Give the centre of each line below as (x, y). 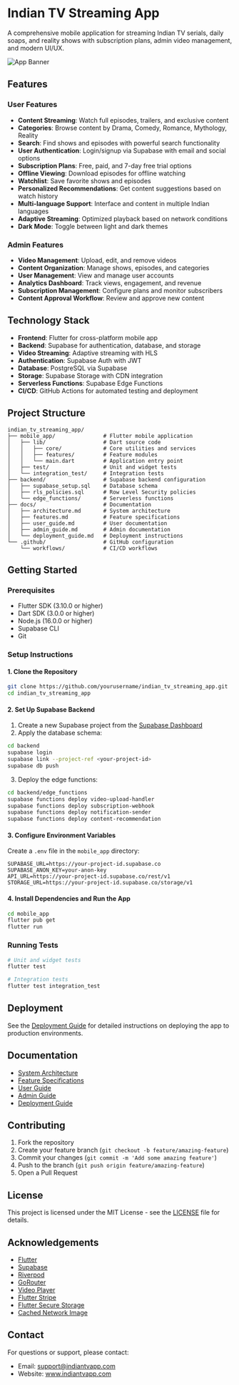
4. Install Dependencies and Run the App (69, 898)
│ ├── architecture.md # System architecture (89, 511)
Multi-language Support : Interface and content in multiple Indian (113, 203)
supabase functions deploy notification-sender (80, 812)
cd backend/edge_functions (47, 792)
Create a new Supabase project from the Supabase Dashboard (110, 725)
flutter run (25, 927)
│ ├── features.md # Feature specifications (94, 517)
